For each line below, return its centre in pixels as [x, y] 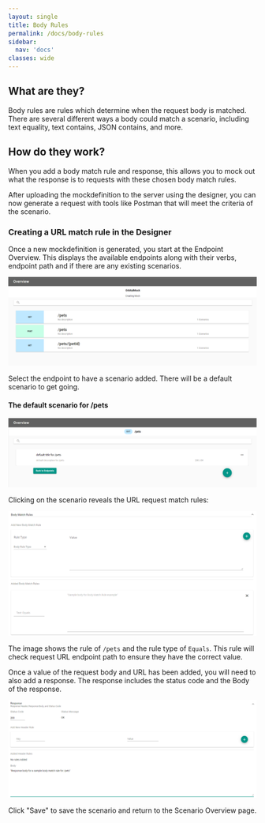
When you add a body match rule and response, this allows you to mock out [132, 171]
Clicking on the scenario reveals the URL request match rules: [108, 500]
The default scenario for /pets [58, 405]
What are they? [47, 91]
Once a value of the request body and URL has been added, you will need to [132, 672]
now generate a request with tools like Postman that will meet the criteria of [131, 203]
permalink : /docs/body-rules [56, 33]
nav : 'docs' [35, 50]
